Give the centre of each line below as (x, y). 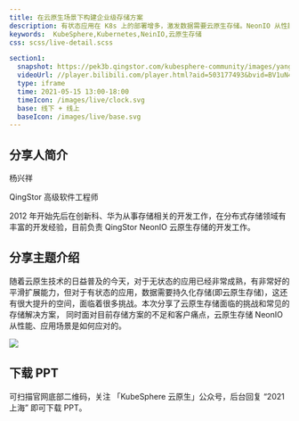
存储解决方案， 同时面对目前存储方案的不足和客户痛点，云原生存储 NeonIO (146, 314)
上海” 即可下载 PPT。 (48, 408)
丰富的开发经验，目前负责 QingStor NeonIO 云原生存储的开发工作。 (132, 227)
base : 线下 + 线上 (48, 108)
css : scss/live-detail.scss (61, 42)
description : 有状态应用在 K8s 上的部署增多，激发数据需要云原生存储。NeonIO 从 (145, 26)
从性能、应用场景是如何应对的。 (68, 326)
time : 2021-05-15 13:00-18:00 (73, 91)
